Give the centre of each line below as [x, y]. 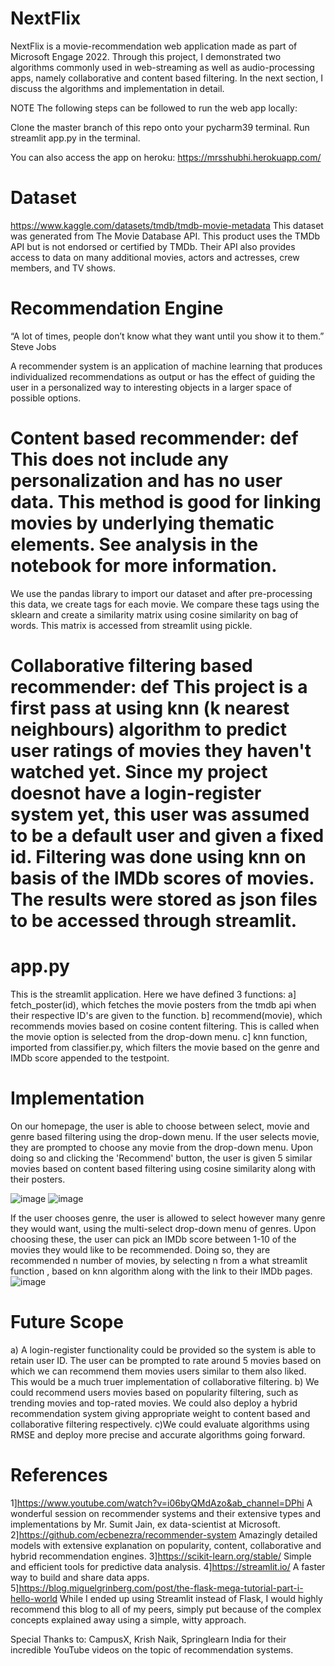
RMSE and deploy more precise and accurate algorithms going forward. [158, 1434]
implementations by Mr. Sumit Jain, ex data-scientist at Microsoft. [145, 1524]
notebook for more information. [144, 566]
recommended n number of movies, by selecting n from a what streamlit [159, 1260]
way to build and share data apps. [80, 1577]
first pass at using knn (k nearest [150, 708]
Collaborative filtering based [131, 665]
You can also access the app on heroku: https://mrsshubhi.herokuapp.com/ [166, 157]
